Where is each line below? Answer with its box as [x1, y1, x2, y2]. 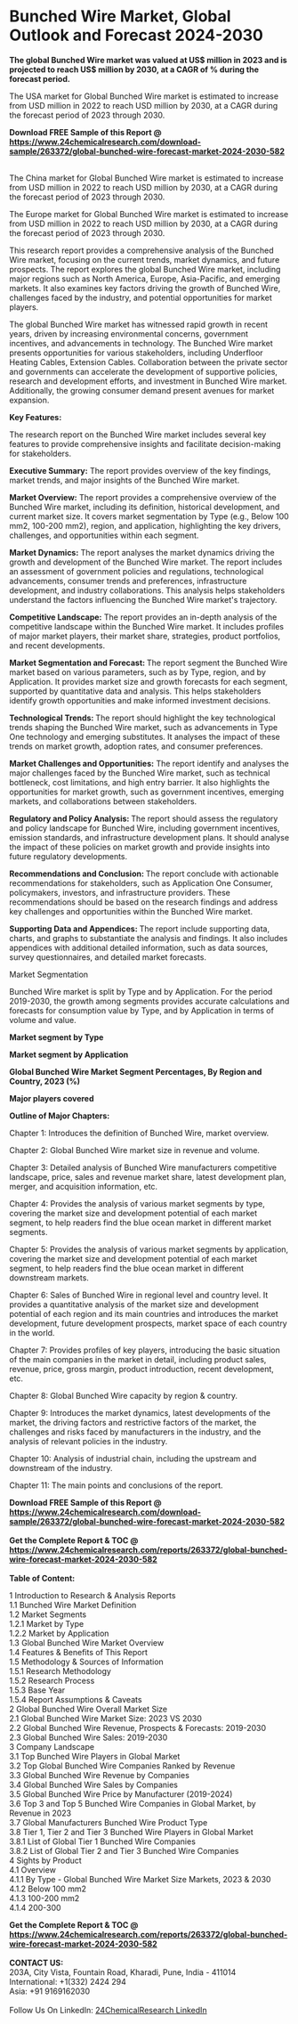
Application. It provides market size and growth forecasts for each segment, [9, 676, 288, 687]
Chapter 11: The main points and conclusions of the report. [9, 1480, 224, 1491]
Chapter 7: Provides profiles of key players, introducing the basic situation [9, 1345, 280, 1355]
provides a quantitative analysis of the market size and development [9, 1298, 260, 1310]
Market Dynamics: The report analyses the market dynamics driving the [9, 547, 275, 557]
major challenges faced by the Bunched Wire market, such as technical [9, 768, 270, 778]
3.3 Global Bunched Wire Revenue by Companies [9, 1769, 189, 1780]
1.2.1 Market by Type [9, 1618, 85, 1629]
